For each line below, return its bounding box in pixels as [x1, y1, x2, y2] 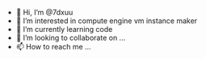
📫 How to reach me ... [15, 42, 91, 51]
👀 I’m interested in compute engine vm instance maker [15, 16, 198, 26]
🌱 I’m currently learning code [15, 25, 113, 33]
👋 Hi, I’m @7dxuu [15, 8, 74, 17]
